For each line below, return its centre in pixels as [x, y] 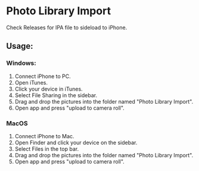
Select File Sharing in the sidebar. [56, 95]
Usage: [20, 46]
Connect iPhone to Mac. [44, 136]
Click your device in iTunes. [49, 89]
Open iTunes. [31, 82]
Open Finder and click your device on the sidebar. [76, 142]
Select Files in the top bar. [47, 149]
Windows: [21, 63]
